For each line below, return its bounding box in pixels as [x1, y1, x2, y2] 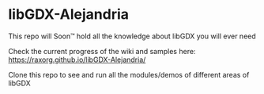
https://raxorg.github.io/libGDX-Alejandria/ [8, 55, 146, 64]
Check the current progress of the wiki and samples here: [8, 46, 196, 56]
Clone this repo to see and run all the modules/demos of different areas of [8, 70, 250, 79]
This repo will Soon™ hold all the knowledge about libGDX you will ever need [8, 31, 257, 41]
